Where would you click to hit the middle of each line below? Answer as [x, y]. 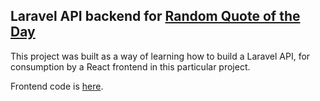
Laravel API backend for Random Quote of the [155, 16]
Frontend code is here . [57, 86]
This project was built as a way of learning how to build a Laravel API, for [160, 56]
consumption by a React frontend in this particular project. [130, 66]
